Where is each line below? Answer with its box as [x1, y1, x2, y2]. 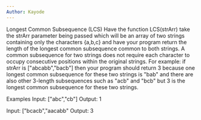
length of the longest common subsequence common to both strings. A [6, 45, 185, 52]
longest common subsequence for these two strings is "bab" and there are [6, 70, 194, 78]
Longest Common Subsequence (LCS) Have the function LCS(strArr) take [6, 25, 190, 33]
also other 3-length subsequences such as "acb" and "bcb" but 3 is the [6, 77, 185, 84]
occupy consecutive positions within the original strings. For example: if [6, 58, 186, 65]
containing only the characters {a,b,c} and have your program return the [6, 38, 187, 45]
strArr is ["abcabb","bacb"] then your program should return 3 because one [6, 64, 196, 72]
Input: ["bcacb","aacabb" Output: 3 [6, 107, 94, 114]
